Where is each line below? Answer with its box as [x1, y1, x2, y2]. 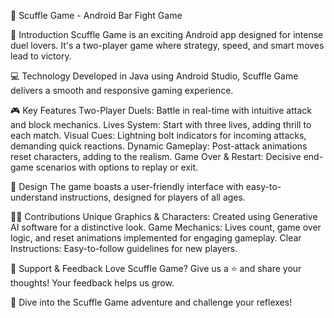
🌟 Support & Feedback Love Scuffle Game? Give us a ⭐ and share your [10, 263, 302, 274]
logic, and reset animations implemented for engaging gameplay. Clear [10, 232, 302, 244]
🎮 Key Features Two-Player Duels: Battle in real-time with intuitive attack [10, 105, 312, 116]
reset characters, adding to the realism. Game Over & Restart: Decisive [10, 151, 302, 162]
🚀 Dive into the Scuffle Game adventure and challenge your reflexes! [10, 296, 293, 308]
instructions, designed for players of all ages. [59, 191, 246, 203]
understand [10, 191, 58, 203]
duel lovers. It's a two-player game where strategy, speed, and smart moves [10, 40, 325, 51]
